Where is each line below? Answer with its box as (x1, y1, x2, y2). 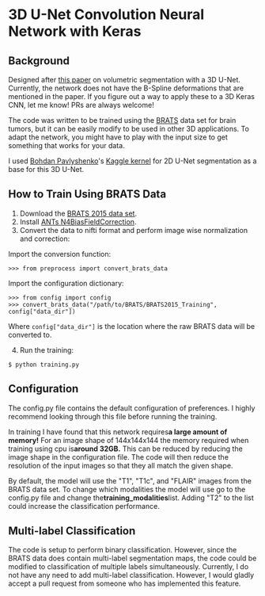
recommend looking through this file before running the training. (8, 411, 218, 421)
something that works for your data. (8, 141, 125, 150)
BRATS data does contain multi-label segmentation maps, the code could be (8, 553, 257, 564)
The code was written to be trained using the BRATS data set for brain (8, 116, 237, 124)
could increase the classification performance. (8, 501, 160, 510)
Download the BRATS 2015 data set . (19, 208, 137, 218)
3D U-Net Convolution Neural (8, 6, 205, 24)
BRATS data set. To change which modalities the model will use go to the (8, 484, 246, 494)
